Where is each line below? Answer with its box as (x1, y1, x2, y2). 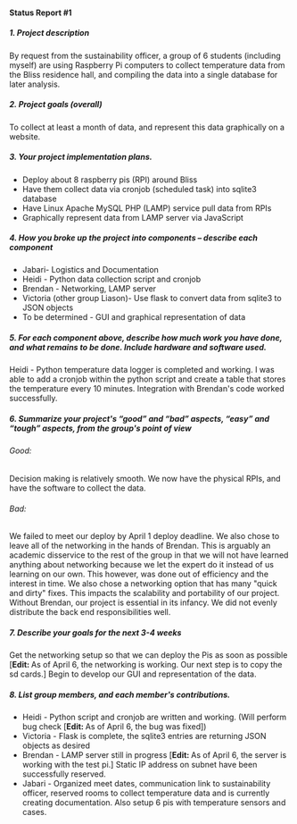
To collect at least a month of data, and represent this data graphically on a (9, 122, 285, 132)
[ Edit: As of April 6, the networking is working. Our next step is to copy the (9, 660, 283, 670)
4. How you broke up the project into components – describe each (9, 232, 259, 243)
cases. (21, 807, 47, 818)
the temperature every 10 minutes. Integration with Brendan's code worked (9, 383, 285, 394)
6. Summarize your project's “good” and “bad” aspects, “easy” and (9, 414, 270, 425)
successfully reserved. (21, 769, 107, 779)
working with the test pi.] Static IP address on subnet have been (21, 760, 258, 770)
